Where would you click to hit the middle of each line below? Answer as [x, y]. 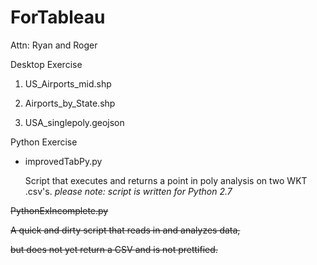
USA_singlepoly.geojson [74, 122]
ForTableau [58, 17]
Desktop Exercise [46, 64]
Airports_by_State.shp [70, 103]
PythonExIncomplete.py [59, 210]
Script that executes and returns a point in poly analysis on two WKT [166, 180]
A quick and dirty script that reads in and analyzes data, [125, 230]
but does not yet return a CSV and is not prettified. [114, 249]
